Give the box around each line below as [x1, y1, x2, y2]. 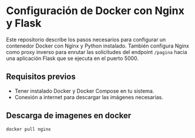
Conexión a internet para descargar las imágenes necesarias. [14, 93, 163, 100]
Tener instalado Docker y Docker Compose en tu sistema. [14, 87, 154, 95]
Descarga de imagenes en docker [6, 110, 132, 121]
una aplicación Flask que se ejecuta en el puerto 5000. [6, 55, 139, 62]
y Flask [6, 16, 42, 30]
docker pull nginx [6, 126, 51, 132]
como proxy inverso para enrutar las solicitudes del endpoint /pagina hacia [6, 48, 187, 55]
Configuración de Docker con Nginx [6, 4, 185, 18]
